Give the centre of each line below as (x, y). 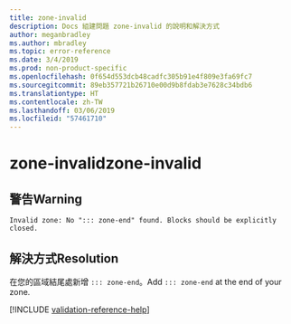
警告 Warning (46, 199)
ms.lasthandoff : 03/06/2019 (62, 110)
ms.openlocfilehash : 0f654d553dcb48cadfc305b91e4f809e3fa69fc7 (131, 77)
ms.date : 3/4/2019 (44, 60)
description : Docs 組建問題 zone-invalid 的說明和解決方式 (114, 26)
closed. (24, 229)
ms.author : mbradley (48, 43)
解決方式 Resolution (64, 258)
